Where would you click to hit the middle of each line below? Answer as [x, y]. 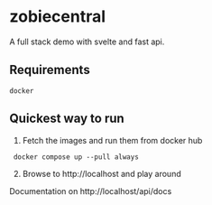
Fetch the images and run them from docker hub [112, 140]
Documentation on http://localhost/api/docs [91, 191]
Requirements [50, 70]
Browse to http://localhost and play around [102, 173]
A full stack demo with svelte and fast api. [87, 42]
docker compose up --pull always [76, 157]
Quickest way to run [67, 119]
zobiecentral [58, 17]
